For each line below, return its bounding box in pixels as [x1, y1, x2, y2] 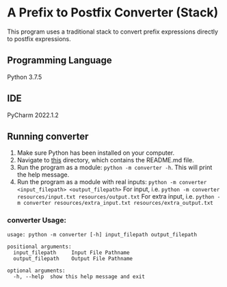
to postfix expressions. [7, 34, 72, 42]
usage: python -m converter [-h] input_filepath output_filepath [7, 231, 197, 238]
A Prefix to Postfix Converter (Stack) [7, 5, 219, 21]
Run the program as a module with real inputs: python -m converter [16, 178, 207, 186]
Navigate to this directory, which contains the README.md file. [16, 156, 194, 164]
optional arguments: [7, 267, 66, 274]
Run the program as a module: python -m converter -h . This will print [16, 163, 213, 172]
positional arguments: [7, 243, 72, 250]
